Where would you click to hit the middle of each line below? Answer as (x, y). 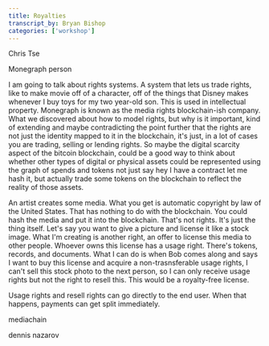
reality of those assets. (46, 187)
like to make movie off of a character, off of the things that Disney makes (128, 93)
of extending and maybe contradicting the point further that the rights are (130, 128)
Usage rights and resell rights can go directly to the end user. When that (128, 295)
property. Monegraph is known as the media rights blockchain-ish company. (134, 110)
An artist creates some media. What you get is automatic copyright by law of (135, 203)
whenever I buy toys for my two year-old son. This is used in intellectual (127, 102)
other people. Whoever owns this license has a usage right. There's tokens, (133, 245)
